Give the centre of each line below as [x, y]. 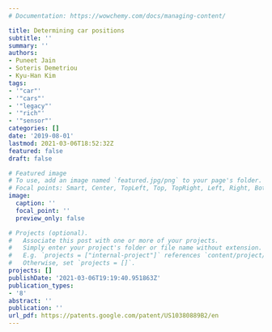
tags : [17, 83]
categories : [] [34, 129]
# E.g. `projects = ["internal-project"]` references [104, 256]
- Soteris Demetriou [43, 68]
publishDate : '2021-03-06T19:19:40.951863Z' [85, 278]
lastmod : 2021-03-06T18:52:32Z [61, 143]
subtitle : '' [30, 38]
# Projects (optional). [49, 233]
